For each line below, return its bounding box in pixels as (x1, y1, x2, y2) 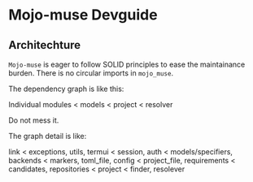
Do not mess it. (8, 115, 59, 125)
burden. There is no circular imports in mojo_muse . (8, 68, 173, 78)
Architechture (8, 38, 81, 52)
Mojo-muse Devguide (8, 6, 158, 24)
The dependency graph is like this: (8, 84, 124, 93)
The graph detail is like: (8, 132, 87, 141)
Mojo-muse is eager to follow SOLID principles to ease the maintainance (8, 59, 246, 69)
